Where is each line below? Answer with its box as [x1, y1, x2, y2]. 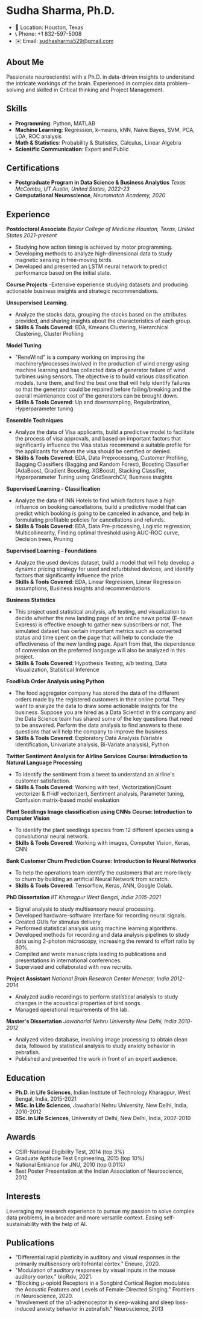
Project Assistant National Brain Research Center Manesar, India [6, 975, 169, 982]
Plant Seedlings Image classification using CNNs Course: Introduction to [6, 808, 192, 816]
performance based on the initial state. [14, 269, 112, 277]
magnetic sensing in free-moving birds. [14, 257, 113, 264]
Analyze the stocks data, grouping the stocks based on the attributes [14, 311, 187, 318]
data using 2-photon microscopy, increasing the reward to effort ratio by [14, 937, 195, 945]
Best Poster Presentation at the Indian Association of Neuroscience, [14, 1167, 184, 1175]
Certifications [6, 163, 60, 173]
